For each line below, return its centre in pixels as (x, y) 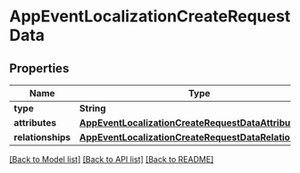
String (92, 108)
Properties (39, 68)
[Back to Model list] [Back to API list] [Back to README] (112, 159)
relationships (42, 137)
